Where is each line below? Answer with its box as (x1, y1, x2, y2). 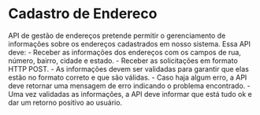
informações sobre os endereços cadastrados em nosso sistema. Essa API (8, 39, 251, 48)
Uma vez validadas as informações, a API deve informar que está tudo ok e (8, 89, 252, 98)
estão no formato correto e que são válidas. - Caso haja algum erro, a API (8, 72, 247, 82)
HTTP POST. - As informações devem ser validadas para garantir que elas (8, 64, 250, 73)
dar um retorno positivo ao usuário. (8, 98, 123, 107)
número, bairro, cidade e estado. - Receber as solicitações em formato (8, 56, 238, 65)
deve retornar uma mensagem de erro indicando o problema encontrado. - (8, 80, 251, 91)
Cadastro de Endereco (8, 5, 158, 23)
